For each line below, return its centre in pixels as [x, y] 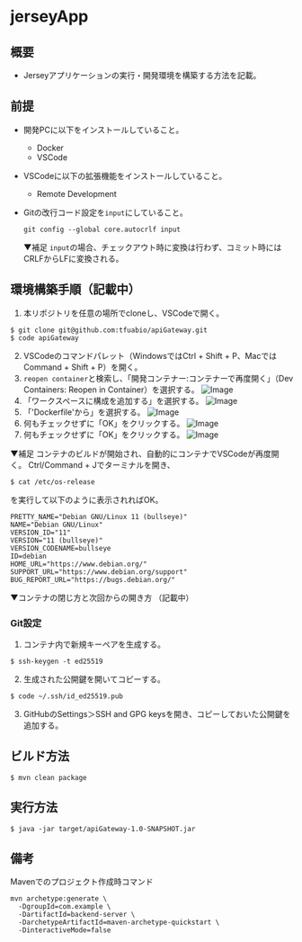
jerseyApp [49, 17]
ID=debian [29, 556]
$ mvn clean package [49, 777]
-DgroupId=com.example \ [65, 907]
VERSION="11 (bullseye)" [57, 540]
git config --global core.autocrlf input [102, 229]
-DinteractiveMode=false [65, 930]
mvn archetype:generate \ [58, 899]
